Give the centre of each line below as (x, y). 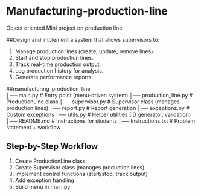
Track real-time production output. (58, 64)
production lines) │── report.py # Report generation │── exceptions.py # (98, 108)
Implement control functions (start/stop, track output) (81, 174)
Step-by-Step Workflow (52, 146)
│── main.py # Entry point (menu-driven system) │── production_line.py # (100, 95)
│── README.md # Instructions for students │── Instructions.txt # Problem (101, 121)
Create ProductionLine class (50, 161)
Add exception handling (44, 180)
